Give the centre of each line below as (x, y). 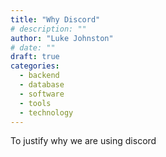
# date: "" (33, 47)
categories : (35, 66)
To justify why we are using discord (83, 141)
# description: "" (48, 29)
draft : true (35, 57)
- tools (35, 103)
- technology (46, 112)
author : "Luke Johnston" (62, 38)
